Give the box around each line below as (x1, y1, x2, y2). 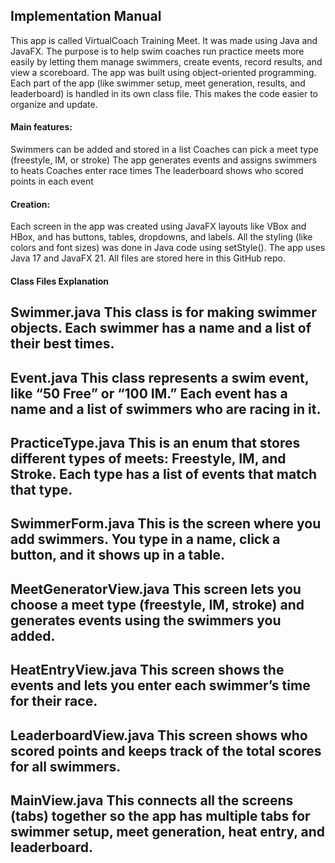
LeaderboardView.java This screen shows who (10, 727, 308, 744)
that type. (10, 481, 73, 498)
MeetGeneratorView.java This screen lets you (10, 580, 302, 598)
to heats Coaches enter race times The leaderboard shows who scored (10, 165, 304, 177)
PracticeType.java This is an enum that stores (10, 434, 301, 451)
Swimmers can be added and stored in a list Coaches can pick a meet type (10, 144, 319, 156)
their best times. (10, 335, 115, 353)
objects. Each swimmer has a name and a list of (10, 320, 312, 337)
